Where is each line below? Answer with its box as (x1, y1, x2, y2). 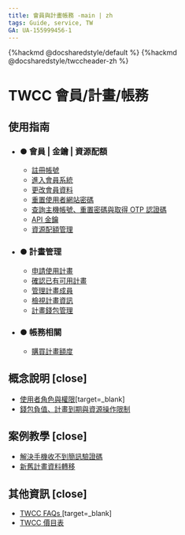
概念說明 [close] (8, 372, 88, 386)
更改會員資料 (31, 185, 73, 194)
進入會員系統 (31, 175, 73, 185)
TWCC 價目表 (19, 518, 65, 528)
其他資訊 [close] (8, 487, 88, 500)
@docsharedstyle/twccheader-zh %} (8, 56, 129, 66)
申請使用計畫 (31, 266, 73, 275)
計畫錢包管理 (31, 305, 73, 315)
